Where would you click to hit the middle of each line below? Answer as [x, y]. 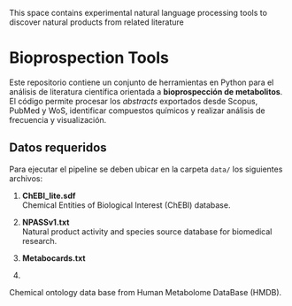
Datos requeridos [58, 148]
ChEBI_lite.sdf [49, 195]
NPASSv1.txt [46, 222]
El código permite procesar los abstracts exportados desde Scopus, [134, 101]
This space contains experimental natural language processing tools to [138, 13]
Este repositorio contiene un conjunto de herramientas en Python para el [142, 82]
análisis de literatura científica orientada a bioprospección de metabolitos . [146, 91]
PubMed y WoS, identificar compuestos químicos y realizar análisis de [137, 111]
